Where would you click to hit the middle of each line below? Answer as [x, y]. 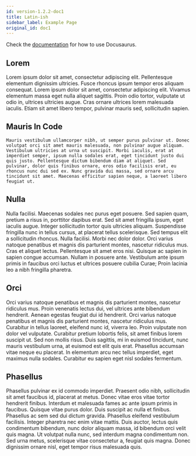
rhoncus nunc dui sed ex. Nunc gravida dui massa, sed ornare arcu [90, 171]
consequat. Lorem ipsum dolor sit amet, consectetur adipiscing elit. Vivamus [98, 90]
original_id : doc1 [28, 28]
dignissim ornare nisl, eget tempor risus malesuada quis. [74, 447]
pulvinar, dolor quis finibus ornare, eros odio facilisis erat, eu [91, 166]
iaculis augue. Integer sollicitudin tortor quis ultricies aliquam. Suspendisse [96, 226]
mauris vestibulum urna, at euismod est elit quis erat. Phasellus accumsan [95, 346]
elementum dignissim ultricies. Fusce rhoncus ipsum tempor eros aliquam [95, 83]
